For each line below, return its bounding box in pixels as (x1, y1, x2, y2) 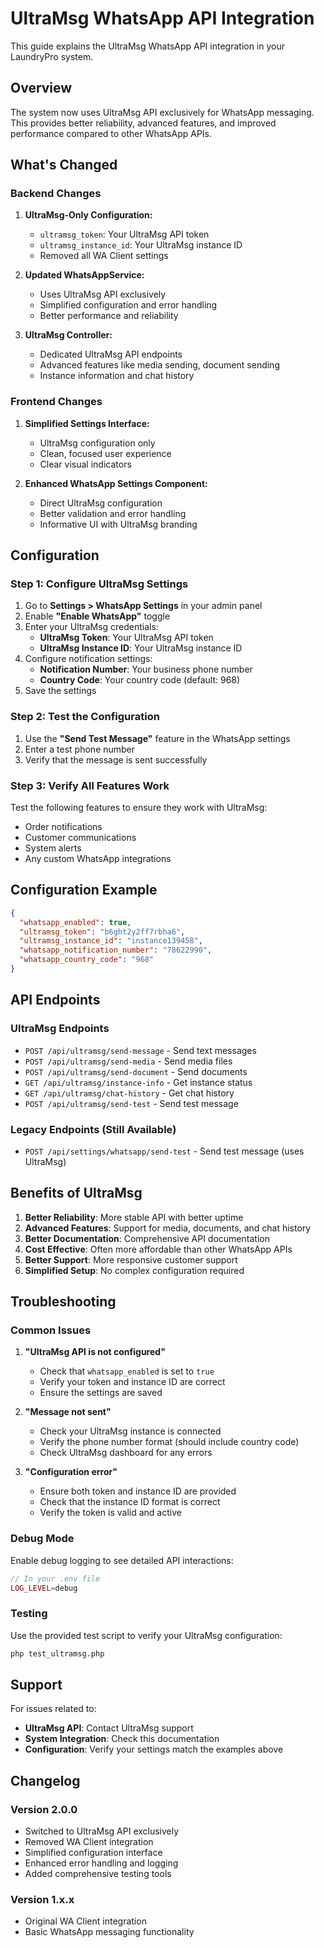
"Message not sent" (24, 1406, 112, 1418)
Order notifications (24, 821, 103, 833)
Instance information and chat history (39, 370, 195, 382)
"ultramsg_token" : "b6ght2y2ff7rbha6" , (19, 927, 186, 937)
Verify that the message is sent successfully (24, 753, 208, 766)
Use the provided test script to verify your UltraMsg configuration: (10, 1629, 283, 1641)
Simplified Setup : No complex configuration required (24, 1264, 245, 1276)
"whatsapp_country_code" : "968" (19, 955, 155, 965)
